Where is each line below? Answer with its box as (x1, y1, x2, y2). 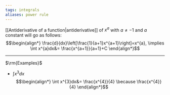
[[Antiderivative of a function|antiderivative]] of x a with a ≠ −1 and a (5, 26, 147, 33)
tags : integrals (5, 7, 39, 13)
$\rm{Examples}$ (5, 60, 42, 66)
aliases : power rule (5, 12, 49, 17)
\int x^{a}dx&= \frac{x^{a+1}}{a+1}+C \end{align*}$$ (30, 45, 140, 52)
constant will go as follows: (5, 32, 62, 38)
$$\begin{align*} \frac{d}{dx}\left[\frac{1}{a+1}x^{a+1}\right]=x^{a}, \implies (6, 40, 164, 46)
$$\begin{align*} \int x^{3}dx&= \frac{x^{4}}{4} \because (16, 78, 136, 84)
